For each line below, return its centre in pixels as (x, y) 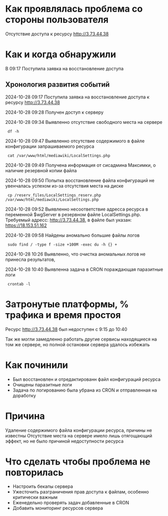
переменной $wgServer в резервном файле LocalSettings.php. (73, 214)
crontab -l (19, 284)
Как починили (37, 365)
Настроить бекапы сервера (43, 486)
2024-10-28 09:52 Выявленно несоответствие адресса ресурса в (77, 209)
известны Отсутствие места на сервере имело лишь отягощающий (79, 435)
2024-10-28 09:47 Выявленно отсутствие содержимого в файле (75, 141)
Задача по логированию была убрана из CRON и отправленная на (85, 390)
